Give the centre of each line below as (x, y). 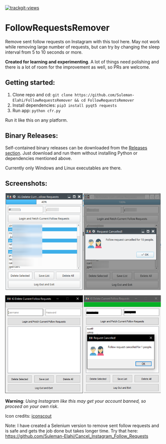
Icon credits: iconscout (28, 416)
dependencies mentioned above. (39, 158)
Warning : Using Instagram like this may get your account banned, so (76, 401)
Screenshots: (26, 183)
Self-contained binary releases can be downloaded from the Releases (76, 148)
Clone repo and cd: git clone (42, 94)
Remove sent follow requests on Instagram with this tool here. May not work (83, 41)
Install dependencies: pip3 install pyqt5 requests (64, 105)
